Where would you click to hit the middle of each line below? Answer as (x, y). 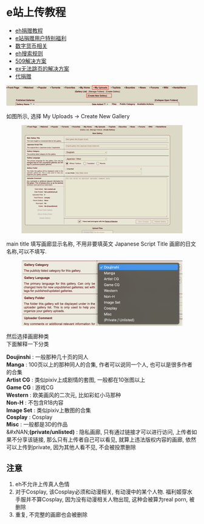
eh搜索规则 (29, 53)
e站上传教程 (36, 12)
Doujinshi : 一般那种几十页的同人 (47, 356)
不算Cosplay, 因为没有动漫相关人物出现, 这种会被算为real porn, (110, 499)
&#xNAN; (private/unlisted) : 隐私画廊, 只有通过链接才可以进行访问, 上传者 (99, 432)
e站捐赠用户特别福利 (41, 38)
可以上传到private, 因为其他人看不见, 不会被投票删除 (71, 447)
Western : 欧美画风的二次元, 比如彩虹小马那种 (64, 395)
